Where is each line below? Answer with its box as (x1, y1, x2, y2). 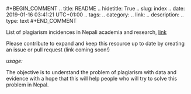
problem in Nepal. (6, 81, 49, 88)
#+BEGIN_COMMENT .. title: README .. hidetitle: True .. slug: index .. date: (6, 5, 185, 12)
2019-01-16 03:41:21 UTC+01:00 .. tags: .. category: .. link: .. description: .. (6, 11, 184, 18)
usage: (6, 58, 23, 64)
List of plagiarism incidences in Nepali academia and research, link (6, 29, 167, 36)
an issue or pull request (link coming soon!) (6, 46, 110, 53)
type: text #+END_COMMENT (6, 18, 77, 24)
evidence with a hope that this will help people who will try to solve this (6, 75, 177, 82)
